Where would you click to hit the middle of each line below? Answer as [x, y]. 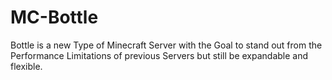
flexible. [26, 66]
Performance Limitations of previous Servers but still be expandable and [159, 55]
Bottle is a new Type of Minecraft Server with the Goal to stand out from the [166, 45]
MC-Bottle [54, 17]
